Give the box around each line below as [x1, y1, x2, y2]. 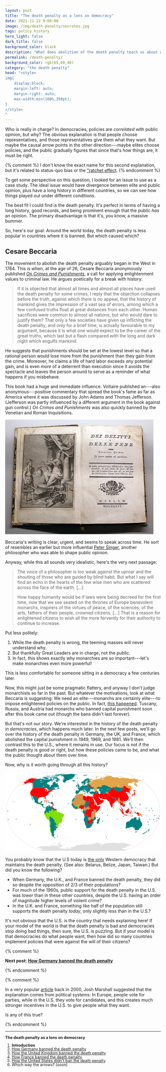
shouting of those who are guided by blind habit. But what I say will [17, 574, 154, 580]
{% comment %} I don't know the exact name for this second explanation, [5, 162, 156, 168]
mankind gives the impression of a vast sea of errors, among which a [17, 301, 158, 307]
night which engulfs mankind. [17, 338, 78, 344]
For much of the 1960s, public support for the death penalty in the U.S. [12, 887, 157, 893]
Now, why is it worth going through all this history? [5, 761, 108, 768]
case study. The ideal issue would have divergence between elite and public [5, 182, 161, 188]
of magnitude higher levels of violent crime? [12, 897, 102, 904]
